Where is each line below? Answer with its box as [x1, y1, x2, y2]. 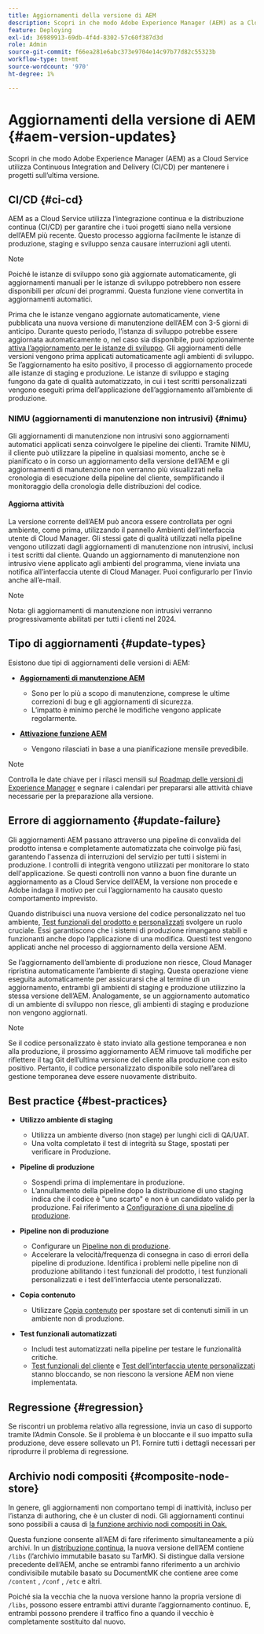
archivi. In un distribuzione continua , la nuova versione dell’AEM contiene [8, 1543, 244, 1552]
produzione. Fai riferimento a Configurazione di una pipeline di [31, 1203, 234, 1212]
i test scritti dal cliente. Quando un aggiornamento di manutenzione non [8, 550, 240, 560]
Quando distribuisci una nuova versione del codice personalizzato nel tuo [8, 908, 246, 918]
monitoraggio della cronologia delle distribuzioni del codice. [8, 481, 202, 490]
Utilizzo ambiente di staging [19, 1115, 113, 1125]
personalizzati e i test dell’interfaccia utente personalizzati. [31, 1275, 222, 1285]
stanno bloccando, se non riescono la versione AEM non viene [31, 1370, 234, 1379]
